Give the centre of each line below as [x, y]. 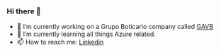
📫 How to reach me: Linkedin [60, 42]
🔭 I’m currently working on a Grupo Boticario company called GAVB [115, 27]
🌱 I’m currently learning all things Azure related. [86, 34]
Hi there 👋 [24, 11]
